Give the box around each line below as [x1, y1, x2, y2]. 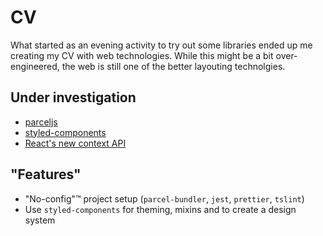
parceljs [24, 116, 58, 128]
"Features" [10, 166, 82, 183]
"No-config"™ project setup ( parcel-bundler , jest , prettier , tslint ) [24, 192, 305, 205]
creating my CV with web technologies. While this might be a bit [10, 49, 274, 61]
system [24, 214, 56, 226]
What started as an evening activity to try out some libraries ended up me [10, 39, 313, 51]
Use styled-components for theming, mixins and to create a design [24, 203, 297, 215]
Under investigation [10, 89, 137, 106]
